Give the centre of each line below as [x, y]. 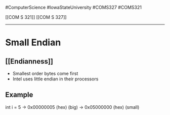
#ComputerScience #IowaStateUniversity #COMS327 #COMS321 [73, 7]
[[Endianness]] [29, 61]
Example [19, 95]
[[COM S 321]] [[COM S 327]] [36, 17]
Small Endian [33, 42]
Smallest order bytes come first [45, 74]
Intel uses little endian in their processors [55, 79]
